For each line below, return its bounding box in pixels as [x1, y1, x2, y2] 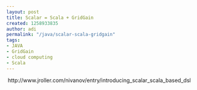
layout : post [6, 9, 40, 15]
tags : [6, 37, 20, 43]
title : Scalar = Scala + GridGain [6, 15, 94, 21]
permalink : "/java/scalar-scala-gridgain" [6, 32, 116, 38]
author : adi [6, 26, 36, 32]
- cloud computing [6, 54, 53, 60]
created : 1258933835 [6, 20, 59, 26]
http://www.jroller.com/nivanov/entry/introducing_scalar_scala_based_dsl [7, 77, 192, 84]
